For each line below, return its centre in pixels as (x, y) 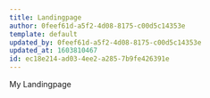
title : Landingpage (46, 17)
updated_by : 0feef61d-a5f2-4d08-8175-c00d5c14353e (105, 42)
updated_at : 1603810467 (54, 51)
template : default (43, 34)
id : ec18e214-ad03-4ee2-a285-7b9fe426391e (89, 59)
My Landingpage (40, 84)
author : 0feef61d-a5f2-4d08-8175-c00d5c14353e (97, 26)
